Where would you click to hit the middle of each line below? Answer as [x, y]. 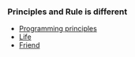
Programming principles [58, 29]
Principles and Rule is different [67, 12]
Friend [29, 45]
